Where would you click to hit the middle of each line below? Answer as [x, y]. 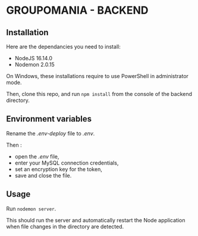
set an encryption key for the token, [58, 169]
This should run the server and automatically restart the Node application [96, 220]
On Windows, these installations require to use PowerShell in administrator [98, 76]
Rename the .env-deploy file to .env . [51, 133]
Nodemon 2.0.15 [34, 64]
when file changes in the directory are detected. [65, 226]
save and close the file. [43, 175]
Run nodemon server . [31, 209]
